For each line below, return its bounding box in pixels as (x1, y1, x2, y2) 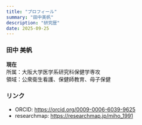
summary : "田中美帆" (6, 14, 54, 20)
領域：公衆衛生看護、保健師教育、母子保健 (6, 76, 111, 83)
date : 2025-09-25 (6, 25, 50, 32)
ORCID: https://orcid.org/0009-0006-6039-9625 (14, 105, 136, 113)
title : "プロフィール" (6, 8, 57, 15)
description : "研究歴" (6, 20, 60, 26)
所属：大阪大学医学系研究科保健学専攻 (6, 68, 100, 75)
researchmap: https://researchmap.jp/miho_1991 (14, 112, 133, 119)
